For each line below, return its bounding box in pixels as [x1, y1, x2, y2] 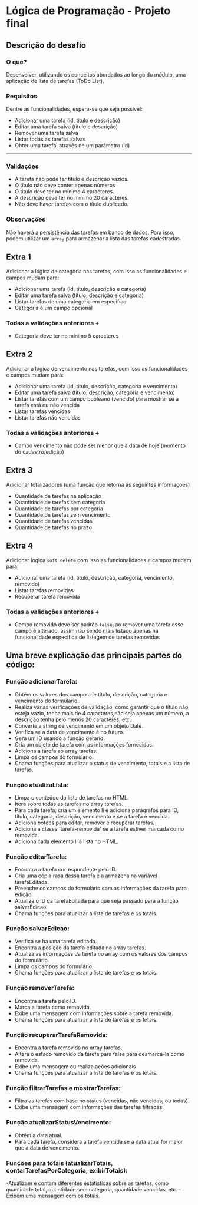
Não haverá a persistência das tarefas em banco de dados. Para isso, [6, 229, 175, 236]
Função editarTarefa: [6, 853, 67, 861]
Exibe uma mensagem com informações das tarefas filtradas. [14, 1104, 164, 1111]
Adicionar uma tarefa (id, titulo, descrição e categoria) [14, 285, 146, 292]
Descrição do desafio [6, 40, 87, 50]
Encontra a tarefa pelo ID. [14, 997, 77, 1004]
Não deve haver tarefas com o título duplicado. [14, 200, 129, 207]
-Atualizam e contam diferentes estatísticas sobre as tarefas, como [6, 1180, 169, 1187]
